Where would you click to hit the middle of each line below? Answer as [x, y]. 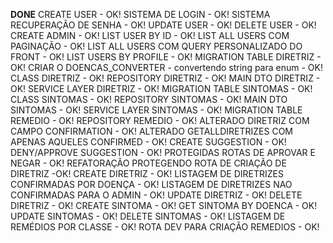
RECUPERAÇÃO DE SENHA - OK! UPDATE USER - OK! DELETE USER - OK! [163, 25]
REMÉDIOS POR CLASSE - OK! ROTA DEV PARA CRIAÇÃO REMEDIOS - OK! [165, 227]
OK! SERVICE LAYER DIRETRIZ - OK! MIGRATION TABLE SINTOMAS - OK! [161, 88]
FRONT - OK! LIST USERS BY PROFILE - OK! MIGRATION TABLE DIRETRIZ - [166, 57]
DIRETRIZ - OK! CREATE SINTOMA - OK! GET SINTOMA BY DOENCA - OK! [164, 205]
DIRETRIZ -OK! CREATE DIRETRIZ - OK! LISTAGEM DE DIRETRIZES [147, 173]
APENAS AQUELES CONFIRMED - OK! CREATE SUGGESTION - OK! [148, 142]
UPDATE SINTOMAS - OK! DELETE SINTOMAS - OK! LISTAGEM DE [148, 216]
